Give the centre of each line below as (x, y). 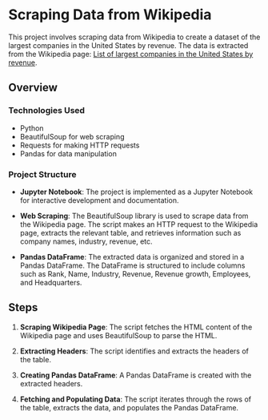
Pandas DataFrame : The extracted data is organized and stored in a (132, 256)
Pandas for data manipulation (68, 153)
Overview (33, 88)
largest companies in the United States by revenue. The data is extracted (128, 45)
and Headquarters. (51, 282)
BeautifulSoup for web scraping (72, 136)
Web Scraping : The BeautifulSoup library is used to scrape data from (134, 216)
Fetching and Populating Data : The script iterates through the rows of (136, 399)
